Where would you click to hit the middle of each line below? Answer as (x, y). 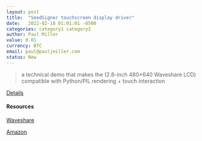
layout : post (23, 12)
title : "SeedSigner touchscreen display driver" (71, 18)
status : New (21, 57)
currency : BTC (24, 46)
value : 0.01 (21, 40)
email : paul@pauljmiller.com (43, 52)
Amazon (17, 132)
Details (15, 92)
